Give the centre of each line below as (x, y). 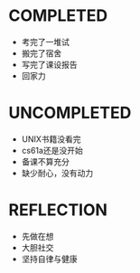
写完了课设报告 (49, 64)
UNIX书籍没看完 (51, 139)
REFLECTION (58, 210)
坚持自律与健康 (49, 259)
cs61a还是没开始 (52, 150)
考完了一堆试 (45, 42)
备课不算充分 (45, 161)
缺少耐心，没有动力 (57, 173)
